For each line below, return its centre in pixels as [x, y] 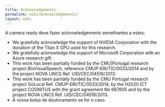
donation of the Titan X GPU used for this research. [64, 48]
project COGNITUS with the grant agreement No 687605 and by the [81, 90]
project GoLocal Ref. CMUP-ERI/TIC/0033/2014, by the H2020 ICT [80, 84]
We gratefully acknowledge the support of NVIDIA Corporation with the [84, 42]
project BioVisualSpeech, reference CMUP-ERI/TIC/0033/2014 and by [83, 69]
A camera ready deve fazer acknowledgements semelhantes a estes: [75, 33]
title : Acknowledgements [31, 10]
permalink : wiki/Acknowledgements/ [42, 14]
